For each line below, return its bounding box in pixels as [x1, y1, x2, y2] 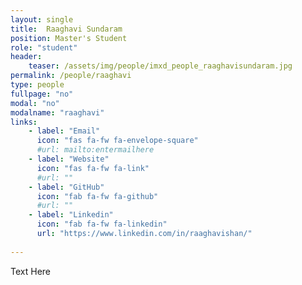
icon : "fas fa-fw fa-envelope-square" [36, 136, 199, 146]
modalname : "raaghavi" [10, 107, 105, 118]
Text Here [10, 265, 51, 277]
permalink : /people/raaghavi [10, 71, 132, 81]
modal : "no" [10, 98, 60, 108]
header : [10, 52, 43, 62]
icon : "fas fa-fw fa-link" [36, 163, 150, 173]
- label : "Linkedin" [28, 210, 114, 220]
